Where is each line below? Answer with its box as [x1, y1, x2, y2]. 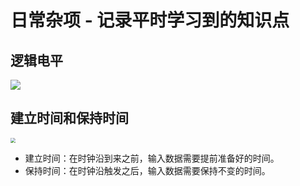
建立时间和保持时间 [10, 110, 129, 127]
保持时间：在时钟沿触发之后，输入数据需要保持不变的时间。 [24, 164, 271, 176]
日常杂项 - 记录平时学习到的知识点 [10, 9, 290, 32]
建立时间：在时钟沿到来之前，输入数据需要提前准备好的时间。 [24, 152, 280, 164]
